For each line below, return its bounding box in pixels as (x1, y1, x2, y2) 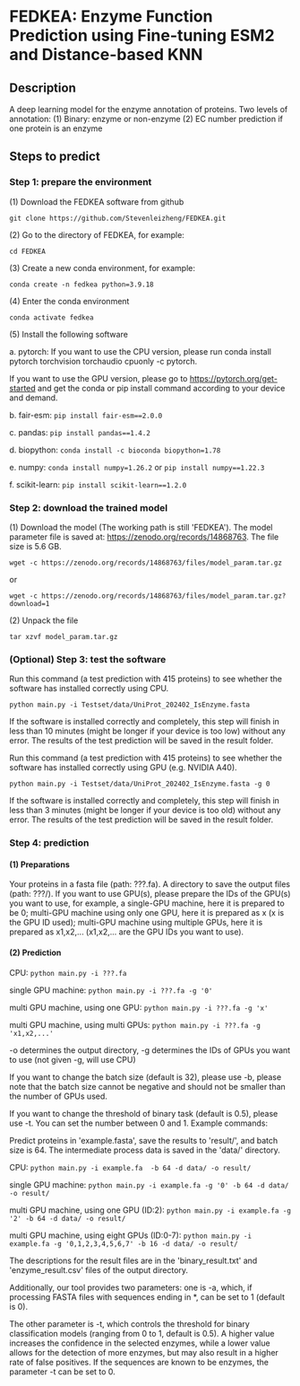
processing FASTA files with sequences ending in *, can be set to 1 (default (9, 1291, 285, 1303)
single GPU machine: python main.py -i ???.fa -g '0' (9, 985, 213, 996)
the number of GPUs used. (9, 1091, 107, 1101)
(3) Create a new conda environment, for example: (9, 262, 195, 273)
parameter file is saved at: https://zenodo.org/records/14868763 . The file (9, 531, 279, 542)
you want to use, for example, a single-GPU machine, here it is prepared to (9, 898, 285, 908)
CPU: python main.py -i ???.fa (9, 967, 127, 978)
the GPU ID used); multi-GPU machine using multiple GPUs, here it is (9, 917, 263, 928)
